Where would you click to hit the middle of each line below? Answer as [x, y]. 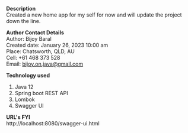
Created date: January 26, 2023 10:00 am [57, 45]
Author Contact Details [35, 33]
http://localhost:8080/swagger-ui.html [53, 123]
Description [21, 9]
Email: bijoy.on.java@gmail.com [45, 64]
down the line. [23, 21]
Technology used [28, 75]
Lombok [25, 99]
